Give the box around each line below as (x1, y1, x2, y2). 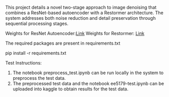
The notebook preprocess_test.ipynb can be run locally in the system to (12, 70, 164, 76)
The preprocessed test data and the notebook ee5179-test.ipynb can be (12, 81, 164, 86)
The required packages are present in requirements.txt (5, 40, 120, 46)
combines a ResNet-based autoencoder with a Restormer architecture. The (5, 10, 163, 16)
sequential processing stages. (5, 20, 69, 26)
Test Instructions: (5, 60, 42, 66)
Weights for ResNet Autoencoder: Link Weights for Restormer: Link (5, 30, 144, 36)
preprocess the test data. (12, 75, 66, 81)
